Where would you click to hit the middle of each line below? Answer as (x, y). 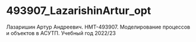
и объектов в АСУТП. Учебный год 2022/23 (61, 33)
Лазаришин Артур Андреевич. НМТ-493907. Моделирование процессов (98, 27)
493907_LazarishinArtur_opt (79, 11)
